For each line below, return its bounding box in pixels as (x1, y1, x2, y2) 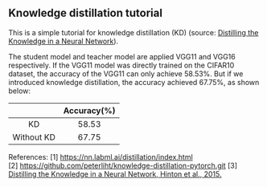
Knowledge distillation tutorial (8, 6, 163, 20)
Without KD (12, 132, 56, 143)
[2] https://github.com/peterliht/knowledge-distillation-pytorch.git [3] (8, 161, 237, 170)
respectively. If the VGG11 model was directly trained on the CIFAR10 (8, 60, 235, 70)
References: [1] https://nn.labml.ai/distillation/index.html (8, 152, 193, 161)
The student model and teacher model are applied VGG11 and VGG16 (8, 51, 236, 61)
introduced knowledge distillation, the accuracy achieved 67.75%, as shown (8, 77, 260, 87)
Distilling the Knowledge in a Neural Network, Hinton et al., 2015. (8, 169, 223, 179)
